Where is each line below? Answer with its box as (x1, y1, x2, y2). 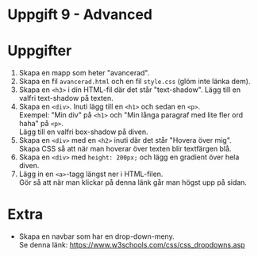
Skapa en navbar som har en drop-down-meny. (18, 232, 175, 241)
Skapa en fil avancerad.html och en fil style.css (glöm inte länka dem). (18, 77, 251, 86)
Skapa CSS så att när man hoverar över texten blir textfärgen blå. (18, 144, 232, 154)
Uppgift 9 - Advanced (7, 6, 152, 24)
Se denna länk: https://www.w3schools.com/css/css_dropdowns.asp (18, 240, 245, 250)
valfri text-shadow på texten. (18, 94, 114, 103)
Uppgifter (7, 42, 72, 60)
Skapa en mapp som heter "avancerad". (18, 68, 150, 78)
